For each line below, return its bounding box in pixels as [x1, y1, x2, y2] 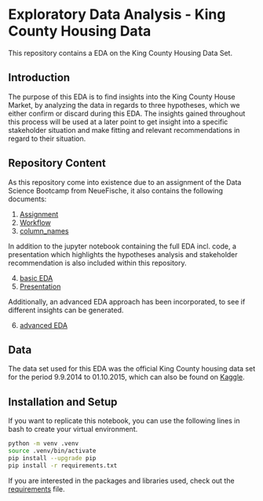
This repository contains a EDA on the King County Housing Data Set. [8, 48, 233, 57]
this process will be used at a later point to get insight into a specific [8, 116, 228, 127]
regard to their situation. [8, 134, 86, 143]
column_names [19, 226, 69, 235]
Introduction [8, 71, 71, 84]
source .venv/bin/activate [8, 447, 97, 455]
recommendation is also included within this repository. [8, 258, 187, 267]
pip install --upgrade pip [8, 454, 97, 462]
